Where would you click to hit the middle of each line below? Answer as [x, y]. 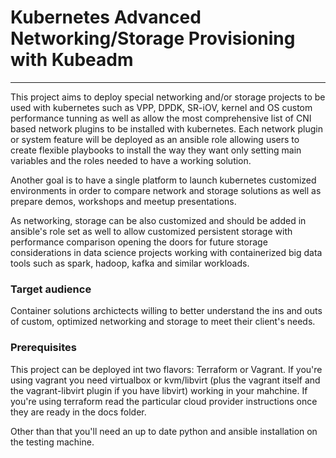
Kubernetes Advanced [106, 17]
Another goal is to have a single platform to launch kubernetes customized [163, 180]
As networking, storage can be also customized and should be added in [158, 220]
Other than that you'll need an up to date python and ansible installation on [164, 431]
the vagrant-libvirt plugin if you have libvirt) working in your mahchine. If [159, 390]
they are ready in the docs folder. [78, 412]
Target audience [51, 289]
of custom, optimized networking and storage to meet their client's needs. [163, 322]
